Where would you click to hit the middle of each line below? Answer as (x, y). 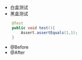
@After (17, 52)
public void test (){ (33, 28)
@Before (19, 47)
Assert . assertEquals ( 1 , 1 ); (49, 33)
